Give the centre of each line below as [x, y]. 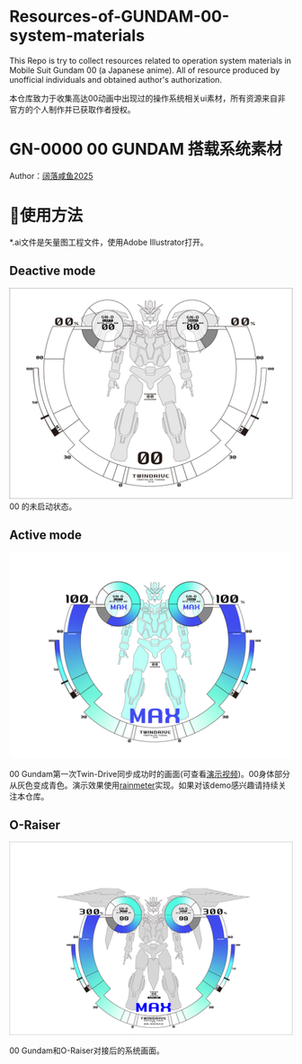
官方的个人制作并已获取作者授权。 [72, 109]
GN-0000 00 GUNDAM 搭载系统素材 [146, 149]
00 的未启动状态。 [43, 506]
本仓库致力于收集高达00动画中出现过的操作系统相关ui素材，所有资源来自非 [147, 98]
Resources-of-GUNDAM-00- [120, 17]
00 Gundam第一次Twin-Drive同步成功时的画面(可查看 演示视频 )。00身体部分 [150, 773]
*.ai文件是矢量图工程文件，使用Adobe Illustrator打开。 [109, 242]
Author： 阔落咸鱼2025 [51, 175]
